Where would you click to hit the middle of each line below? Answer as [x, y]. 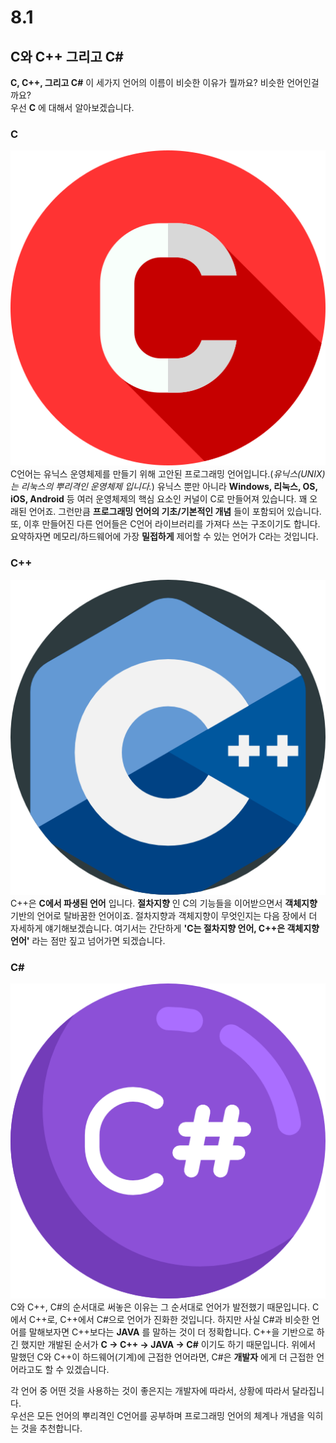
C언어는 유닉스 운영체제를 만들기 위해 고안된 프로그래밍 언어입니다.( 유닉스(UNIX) [168, 474]
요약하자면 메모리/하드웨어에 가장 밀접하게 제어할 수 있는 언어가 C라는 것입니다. [164, 537]
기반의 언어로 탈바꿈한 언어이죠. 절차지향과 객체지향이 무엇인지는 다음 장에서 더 [164, 915]
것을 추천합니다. [51, 1428]
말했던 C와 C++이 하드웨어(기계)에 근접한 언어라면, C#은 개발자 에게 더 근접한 [162, 1357]
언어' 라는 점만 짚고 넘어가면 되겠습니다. [88, 940]
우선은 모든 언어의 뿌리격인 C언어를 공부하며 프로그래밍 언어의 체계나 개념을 [157, 1415]
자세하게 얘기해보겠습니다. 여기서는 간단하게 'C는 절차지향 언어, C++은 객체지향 [165, 928]
